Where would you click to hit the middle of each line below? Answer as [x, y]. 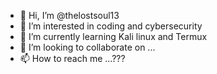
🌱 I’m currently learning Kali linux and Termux [113, 36]
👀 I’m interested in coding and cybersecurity [111, 26]
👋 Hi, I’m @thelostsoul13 [69, 15]
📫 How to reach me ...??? [72, 58]
